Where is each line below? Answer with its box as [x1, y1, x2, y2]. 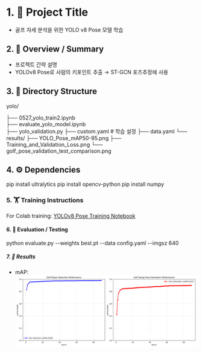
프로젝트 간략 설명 [14, 60, 57, 68]
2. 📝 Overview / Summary [6, 44, 104, 54]
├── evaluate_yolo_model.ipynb [6, 120, 86, 127]
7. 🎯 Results [6, 253, 36, 260]
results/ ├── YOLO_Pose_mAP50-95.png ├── [6, 134, 122, 141]
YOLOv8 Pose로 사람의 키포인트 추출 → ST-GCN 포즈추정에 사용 [14, 68, 169, 75]
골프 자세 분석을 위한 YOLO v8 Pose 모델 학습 [14, 26, 124, 33]
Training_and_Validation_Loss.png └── [6, 141, 103, 148]
